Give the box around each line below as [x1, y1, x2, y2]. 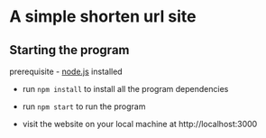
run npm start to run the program [22, 101, 146, 112]
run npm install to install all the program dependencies [22, 84, 229, 94]
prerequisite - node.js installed [9, 66, 124, 77]
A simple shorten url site [9, 6, 197, 27]
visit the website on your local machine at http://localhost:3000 [22, 119, 258, 129]
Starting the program [9, 42, 130, 58]
